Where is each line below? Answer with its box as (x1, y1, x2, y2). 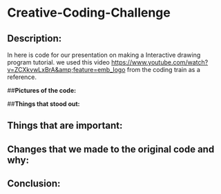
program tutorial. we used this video (7, 58, 110, 67)
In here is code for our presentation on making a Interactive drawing (7, 51, 201, 59)
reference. (7, 73, 37, 81)
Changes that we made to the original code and (7, 143, 215, 155)
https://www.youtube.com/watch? (111, 58, 209, 67)
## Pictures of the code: (7, 87, 77, 94)
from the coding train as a (126, 66, 200, 73)
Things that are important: (7, 120, 123, 132)
